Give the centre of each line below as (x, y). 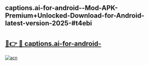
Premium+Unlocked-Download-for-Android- (75, 16)
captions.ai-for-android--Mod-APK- (62, 8)
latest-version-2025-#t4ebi (49, 23)
